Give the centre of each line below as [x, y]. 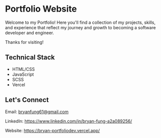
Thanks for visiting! [24, 42]
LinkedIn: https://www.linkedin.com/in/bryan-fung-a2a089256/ [69, 121]
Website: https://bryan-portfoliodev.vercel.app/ [52, 130]
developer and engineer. [30, 33]
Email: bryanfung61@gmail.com [37, 112]
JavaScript [23, 74]
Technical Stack [30, 58]
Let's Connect [27, 100]
